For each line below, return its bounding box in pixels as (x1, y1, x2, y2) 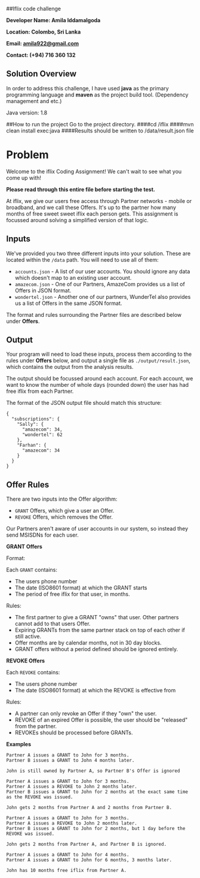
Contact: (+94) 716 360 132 (6, 52, 76, 59)
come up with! (6, 174, 42, 181)
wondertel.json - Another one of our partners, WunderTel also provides (14, 293, 191, 300)
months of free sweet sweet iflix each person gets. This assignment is (6, 210, 179, 217)
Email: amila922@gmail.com (6, 40, 79, 47)
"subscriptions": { (11, 416, 60, 422)
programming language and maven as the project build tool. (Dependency (6, 91, 189, 98)
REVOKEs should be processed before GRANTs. (14, 729, 133, 736)
